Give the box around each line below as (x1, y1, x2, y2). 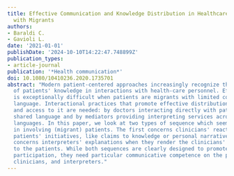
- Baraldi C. (7, 29, 45, 37)
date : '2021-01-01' (7, 42, 64, 49)
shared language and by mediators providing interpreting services (13, 113, 214, 120)
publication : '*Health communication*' (7, 68, 123, 75)
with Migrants (13, 17, 54, 24)
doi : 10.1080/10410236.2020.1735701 (7, 74, 114, 82)
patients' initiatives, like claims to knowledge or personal (13, 132, 198, 139)
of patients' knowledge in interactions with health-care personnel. (13, 87, 219, 94)
